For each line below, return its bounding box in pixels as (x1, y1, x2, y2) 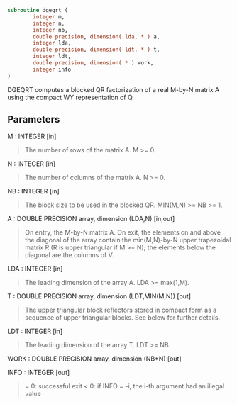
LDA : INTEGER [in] (7, 264, 63, 273)
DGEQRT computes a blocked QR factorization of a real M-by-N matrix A (7, 85, 220, 94)
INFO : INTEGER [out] (7, 369, 70, 377)
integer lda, (33, 40, 72, 47)
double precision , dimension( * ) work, (33, 60, 154, 67)
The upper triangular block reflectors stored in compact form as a (24, 305, 217, 315)
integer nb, (33, 26, 69, 33)
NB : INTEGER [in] (7, 187, 60, 196)
